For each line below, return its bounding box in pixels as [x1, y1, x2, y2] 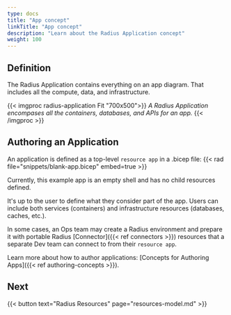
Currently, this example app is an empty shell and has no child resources [7, 176, 216, 184]
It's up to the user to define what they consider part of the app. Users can [7, 197, 218, 205]
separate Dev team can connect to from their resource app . [7, 240, 177, 248]
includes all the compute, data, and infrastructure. [7, 88, 151, 96]
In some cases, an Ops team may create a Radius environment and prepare [7, 224, 223, 233]
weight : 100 [7, 36, 42, 43]
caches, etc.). [7, 211, 47, 220]
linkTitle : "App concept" [7, 23, 82, 30]
